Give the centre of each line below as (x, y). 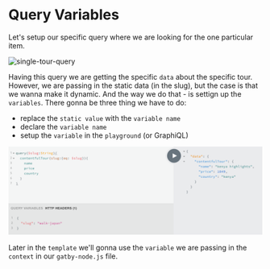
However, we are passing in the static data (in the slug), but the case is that (133, 85)
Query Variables (64, 15)
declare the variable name (63, 126)
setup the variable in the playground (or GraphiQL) (104, 135)
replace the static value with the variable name (100, 118)
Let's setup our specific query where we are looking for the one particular (131, 37)
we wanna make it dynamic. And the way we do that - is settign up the (125, 93)
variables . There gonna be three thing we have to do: (98, 102)
